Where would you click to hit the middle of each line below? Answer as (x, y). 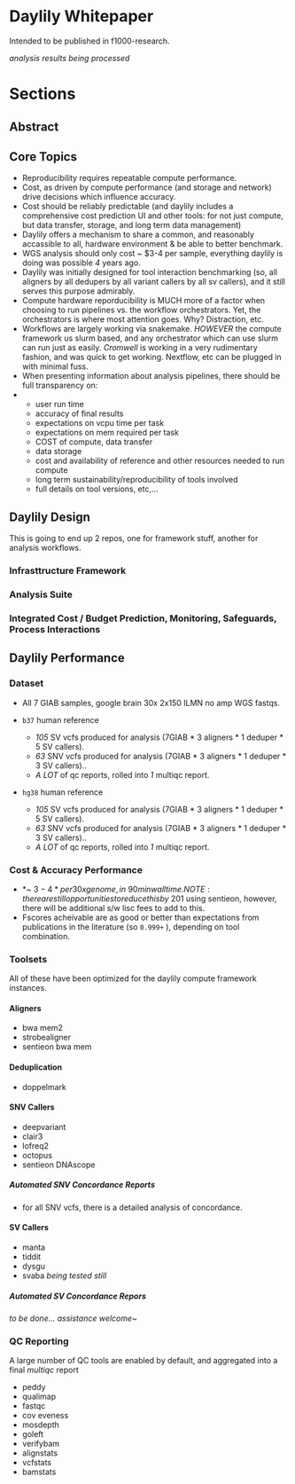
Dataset (27, 683)
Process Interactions (55, 629)
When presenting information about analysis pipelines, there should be (151, 376)
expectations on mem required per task (107, 433)
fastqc (34, 1406)
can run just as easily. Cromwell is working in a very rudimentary (140, 348)
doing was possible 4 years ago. (82, 263)
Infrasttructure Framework (68, 571)
